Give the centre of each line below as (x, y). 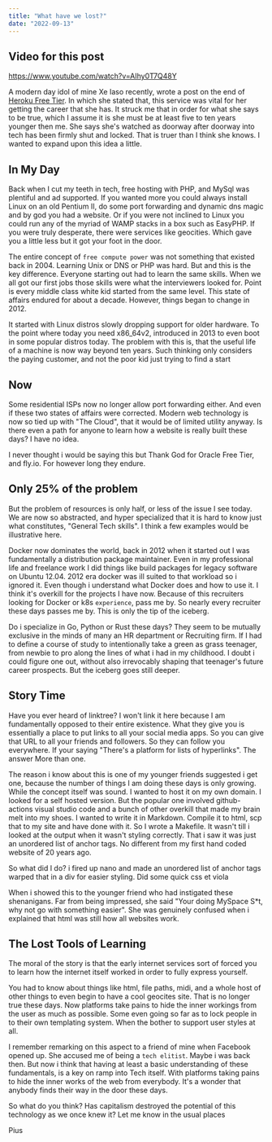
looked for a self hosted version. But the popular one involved (112, 800)
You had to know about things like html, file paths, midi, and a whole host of (135, 988)
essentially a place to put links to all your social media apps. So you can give (136, 732)
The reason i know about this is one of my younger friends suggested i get (133, 774)
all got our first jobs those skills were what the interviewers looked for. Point (135, 283)
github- (229, 800)
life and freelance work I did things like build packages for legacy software (133, 568)
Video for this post (56, 57)
